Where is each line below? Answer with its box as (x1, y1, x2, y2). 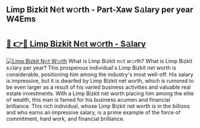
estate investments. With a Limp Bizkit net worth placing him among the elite (6, 90, 194, 97)
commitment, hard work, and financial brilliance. (6, 115, 125, 122)
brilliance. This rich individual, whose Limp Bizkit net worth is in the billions (6, 102, 190, 110)
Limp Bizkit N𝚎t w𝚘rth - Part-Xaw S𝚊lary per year (6, 5, 193, 15)
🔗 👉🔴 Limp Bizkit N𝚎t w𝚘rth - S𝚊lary (6, 39, 146, 49)
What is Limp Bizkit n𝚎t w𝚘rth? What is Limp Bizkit (68, 58, 193, 64)
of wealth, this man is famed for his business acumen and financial (6, 96, 170, 103)
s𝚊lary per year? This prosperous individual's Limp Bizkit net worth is (6, 64, 177, 71)
